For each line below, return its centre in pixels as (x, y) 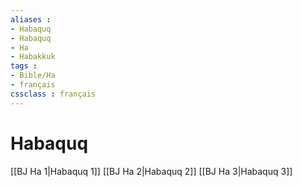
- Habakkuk (33, 57)
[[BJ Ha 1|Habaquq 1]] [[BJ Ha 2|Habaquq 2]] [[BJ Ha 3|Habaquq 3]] (151, 171)
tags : (24, 66)
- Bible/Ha (33, 76)
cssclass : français (53, 94)
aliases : (31, 19)
